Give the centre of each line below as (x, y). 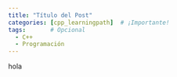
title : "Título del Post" (50, 15)
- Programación (40, 44)
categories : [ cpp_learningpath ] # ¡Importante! (89, 23)
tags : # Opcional (47, 30)
